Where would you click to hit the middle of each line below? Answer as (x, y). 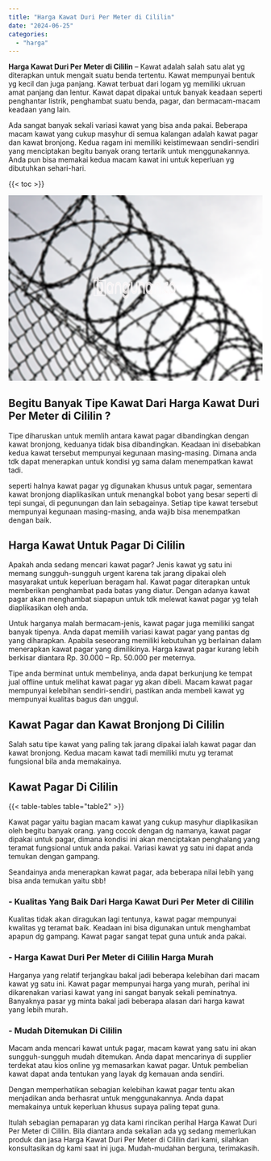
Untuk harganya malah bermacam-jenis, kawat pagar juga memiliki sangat (131, 624)
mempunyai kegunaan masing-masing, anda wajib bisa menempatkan (124, 511)
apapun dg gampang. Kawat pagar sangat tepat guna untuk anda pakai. (128, 936)
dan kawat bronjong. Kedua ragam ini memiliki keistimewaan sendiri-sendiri (134, 142)
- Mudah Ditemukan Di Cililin (65, 1030)
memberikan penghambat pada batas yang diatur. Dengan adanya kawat (129, 591)
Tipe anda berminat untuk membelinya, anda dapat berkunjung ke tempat (130, 674)
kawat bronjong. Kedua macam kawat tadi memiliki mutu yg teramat (121, 753)
